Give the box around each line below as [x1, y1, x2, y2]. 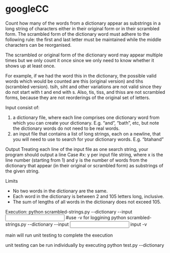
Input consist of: [5, 104, 40, 110]
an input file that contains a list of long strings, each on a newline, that [12, 130, 161, 137]
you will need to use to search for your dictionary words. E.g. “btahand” [12, 136, 164, 142]
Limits [5, 178, 18, 184]
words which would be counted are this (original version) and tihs [5, 78, 143, 84]
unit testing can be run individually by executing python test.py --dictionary [5, 242, 164, 248]
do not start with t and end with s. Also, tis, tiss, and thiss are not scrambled [5, 89, 165, 95]
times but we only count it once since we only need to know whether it [5, 57, 155, 63]
